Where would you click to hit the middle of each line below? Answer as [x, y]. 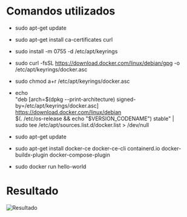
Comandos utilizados [61, 11]
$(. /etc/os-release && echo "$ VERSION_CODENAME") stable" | [94, 118]
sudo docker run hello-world [51, 166]
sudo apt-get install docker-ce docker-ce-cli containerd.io [87, 148]
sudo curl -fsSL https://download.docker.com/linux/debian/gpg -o [97, 63]
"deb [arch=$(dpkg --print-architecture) [65, 99]
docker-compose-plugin [80, 155]
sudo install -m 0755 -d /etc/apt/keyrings [66, 51]
